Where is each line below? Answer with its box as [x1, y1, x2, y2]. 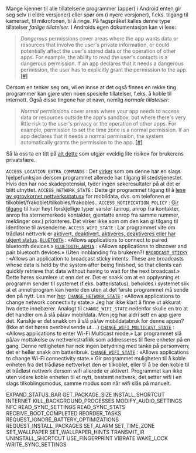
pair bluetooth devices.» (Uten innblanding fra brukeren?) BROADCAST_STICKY [6, 249, 188, 256]
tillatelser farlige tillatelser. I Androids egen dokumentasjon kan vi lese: [6, 23, 177, 31]
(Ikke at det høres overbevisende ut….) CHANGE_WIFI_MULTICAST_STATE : [6, 324, 174, 330]
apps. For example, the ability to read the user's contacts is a [20, 54, 168, 60]
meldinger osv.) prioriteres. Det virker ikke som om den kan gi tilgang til [6, 218, 178, 225]
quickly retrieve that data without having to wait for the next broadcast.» [6, 268, 180, 275]
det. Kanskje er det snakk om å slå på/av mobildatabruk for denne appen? [6, 317, 184, 324]
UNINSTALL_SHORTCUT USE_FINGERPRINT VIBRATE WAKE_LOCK [6, 435, 169, 442]
